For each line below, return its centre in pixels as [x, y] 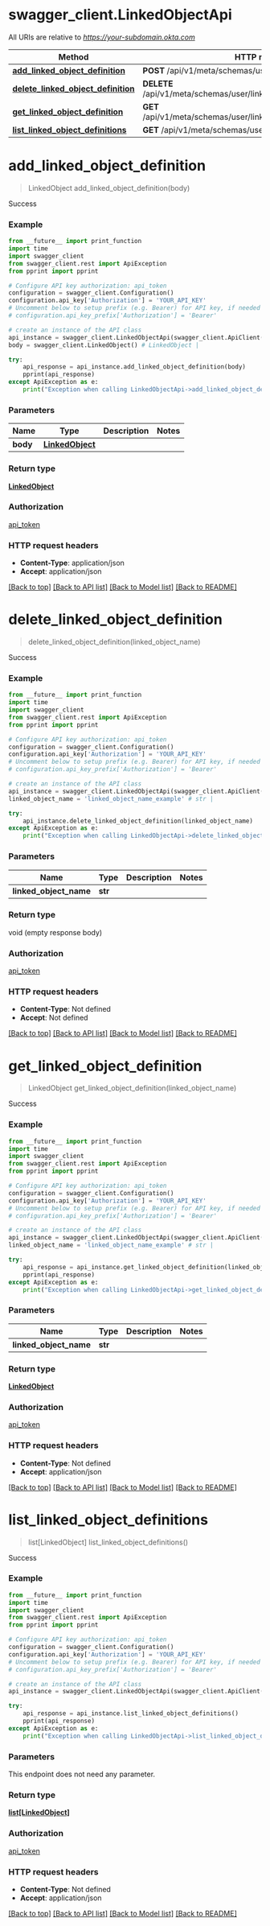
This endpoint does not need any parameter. [82, 1774]
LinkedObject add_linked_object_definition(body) [109, 188]
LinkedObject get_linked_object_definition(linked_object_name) [132, 1088]
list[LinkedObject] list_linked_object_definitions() [108, 1542]
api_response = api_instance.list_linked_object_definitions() [131, 1714]
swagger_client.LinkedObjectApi [120, 15]
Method [74, 56]
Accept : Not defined [54, 1018]
